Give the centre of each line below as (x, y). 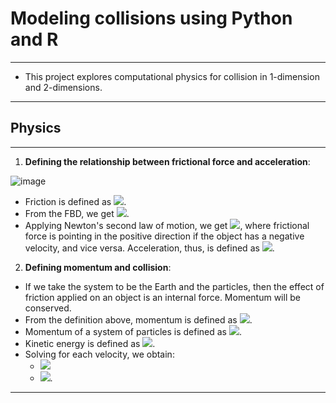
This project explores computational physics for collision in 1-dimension (172, 76)
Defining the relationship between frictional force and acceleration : (167, 161)
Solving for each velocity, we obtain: (99, 354)
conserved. (48, 308)
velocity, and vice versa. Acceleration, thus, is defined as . (149, 248)
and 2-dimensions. (63, 87)
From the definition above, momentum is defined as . (138, 319)
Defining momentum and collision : (98, 267)
